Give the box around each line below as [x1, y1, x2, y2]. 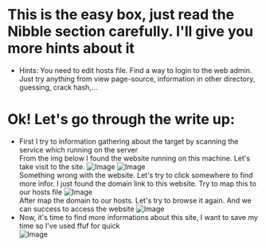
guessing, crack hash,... [18, 82, 98, 92]
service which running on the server [18, 145, 139, 154]
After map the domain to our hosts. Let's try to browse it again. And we [18, 195, 252, 205]
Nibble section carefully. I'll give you [7, 22, 254, 41]
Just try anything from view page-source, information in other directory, [18, 74, 256, 83]
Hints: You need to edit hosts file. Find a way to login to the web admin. [18, 65, 252, 75]
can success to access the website [18, 204, 135, 214]
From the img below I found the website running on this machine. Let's [18, 153, 251, 163]
